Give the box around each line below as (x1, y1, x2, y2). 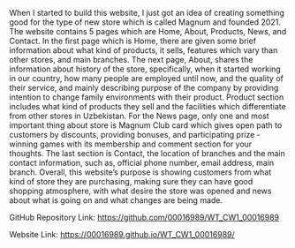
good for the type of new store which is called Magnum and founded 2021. (9, 17, 281, 27)
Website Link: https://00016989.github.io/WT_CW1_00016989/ (9, 229, 236, 239)
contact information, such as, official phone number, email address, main (9, 158, 275, 168)
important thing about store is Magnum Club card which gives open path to (9, 120, 283, 131)
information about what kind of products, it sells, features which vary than (9, 45, 278, 56)
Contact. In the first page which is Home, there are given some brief (9, 35, 257, 46)
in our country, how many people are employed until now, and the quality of (9, 73, 284, 83)
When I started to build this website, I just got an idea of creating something (9, 8, 285, 18)
